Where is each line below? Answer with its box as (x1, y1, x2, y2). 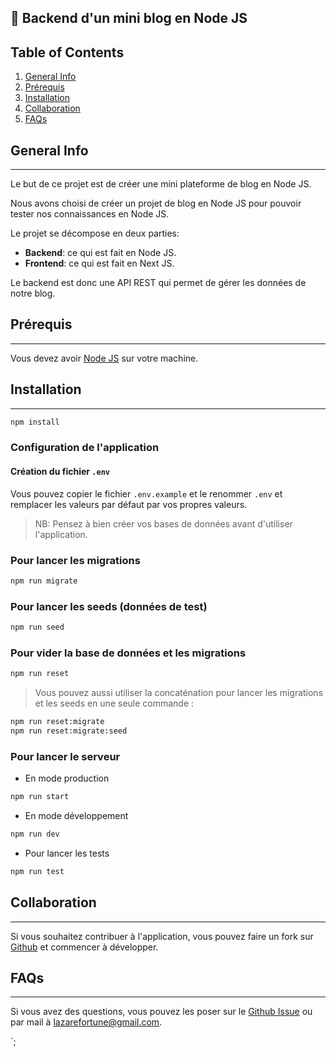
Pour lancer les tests (24, 847, 110, 859)
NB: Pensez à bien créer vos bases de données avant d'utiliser (34, 517, 293, 530)
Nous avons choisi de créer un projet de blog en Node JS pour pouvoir (10, 197, 302, 210)
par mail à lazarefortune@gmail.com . (10, 1016, 163, 1028)
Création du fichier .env (10, 466, 110, 478)
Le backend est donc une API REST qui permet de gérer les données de (10, 277, 307, 289)
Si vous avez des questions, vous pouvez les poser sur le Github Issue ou (10, 1006, 313, 1018)
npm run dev (10, 829, 60, 840)
